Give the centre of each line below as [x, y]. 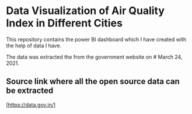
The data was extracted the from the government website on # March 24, [94, 57]
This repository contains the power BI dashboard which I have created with [96, 39]
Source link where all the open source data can [93, 82]
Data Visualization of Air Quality [85, 11]
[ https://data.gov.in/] [31, 105]
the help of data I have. [34, 46]
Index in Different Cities [64, 23]
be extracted [30, 91]
